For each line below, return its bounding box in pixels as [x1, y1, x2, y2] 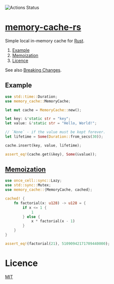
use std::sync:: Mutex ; [5, 183, 51, 188]
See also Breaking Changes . [5, 67, 62, 73]
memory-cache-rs [5, 22, 81, 33]
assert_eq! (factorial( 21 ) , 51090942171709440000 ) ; [5, 241, 110, 246]
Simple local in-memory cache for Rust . [5, 38, 85, 43]
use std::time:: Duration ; [5, 94, 57, 99]
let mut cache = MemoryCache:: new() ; [5, 107, 82, 112]
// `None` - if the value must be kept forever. [5, 130, 106, 135]
